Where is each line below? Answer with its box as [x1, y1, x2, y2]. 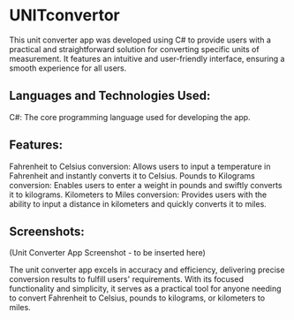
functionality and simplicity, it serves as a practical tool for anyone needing [9, 284, 282, 294]
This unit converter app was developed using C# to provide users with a [9, 34, 272, 45]
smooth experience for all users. [9, 63, 127, 73]
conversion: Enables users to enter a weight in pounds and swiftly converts [9, 179, 283, 190]
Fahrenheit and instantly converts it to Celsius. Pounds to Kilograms [9, 170, 256, 181]
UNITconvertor [9, 5, 121, 26]
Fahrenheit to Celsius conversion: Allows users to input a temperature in [9, 161, 271, 171]
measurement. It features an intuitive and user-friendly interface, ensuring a [9, 53, 285, 64]
